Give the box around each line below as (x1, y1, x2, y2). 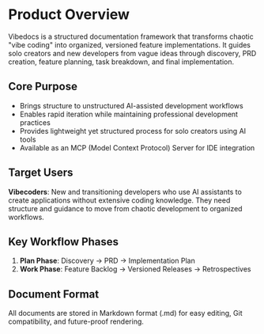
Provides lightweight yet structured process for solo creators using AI (19, 126, 247, 135)
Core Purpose (8, 80, 77, 93)
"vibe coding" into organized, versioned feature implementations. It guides (8, 40, 251, 49)
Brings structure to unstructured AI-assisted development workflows (19, 101, 243, 110)
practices (19, 117, 51, 127)
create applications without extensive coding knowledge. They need (8, 195, 231, 205)
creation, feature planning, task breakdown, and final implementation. (8, 57, 235, 66)
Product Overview (8, 6, 130, 24)
